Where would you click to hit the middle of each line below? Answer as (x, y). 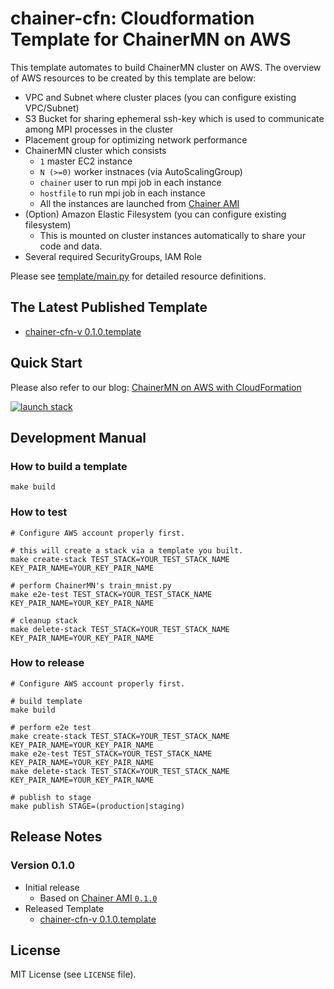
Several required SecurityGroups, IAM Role (113, 256)
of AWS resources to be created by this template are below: (133, 78)
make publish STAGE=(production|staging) (98, 806)
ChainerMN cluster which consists (95, 150)
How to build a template (69, 466)
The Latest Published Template (109, 307)
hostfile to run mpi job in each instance (122, 193)
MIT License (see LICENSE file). (73, 974)
